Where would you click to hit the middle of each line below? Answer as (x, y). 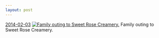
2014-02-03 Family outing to (80, 24)
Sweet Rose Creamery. (29, 30)
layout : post (19, 10)
